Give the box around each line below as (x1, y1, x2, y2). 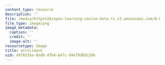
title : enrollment (5, 48, 43, 53)
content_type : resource (5, 7, 54, 12)
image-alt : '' (9, 39, 38, 44)
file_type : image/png (5, 21, 50, 26)
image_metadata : (5, 25, 38, 30)
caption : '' (9, 30, 34, 35)
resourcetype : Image (5, 43, 48, 48)
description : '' (5, 12, 38, 17)
